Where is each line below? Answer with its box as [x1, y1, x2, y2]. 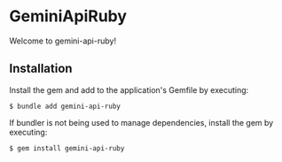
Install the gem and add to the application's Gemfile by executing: [9, 84, 249, 95]
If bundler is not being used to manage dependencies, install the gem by [9, 117, 274, 127]
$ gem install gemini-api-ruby [9, 143, 125, 152]
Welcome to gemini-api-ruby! [9, 35, 117, 46]
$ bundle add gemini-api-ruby [9, 102, 121, 111]
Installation [9, 61, 73, 76]
